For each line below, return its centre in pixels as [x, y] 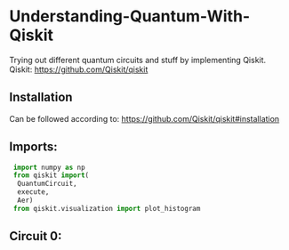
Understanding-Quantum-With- [130, 16]
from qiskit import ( [51, 175]
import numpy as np [49, 167]
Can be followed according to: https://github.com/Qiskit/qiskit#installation [144, 118]
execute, [33, 192]
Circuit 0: [36, 236]
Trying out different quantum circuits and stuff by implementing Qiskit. [138, 60]
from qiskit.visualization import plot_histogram [107, 208]
